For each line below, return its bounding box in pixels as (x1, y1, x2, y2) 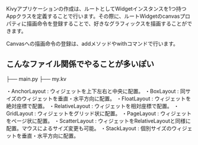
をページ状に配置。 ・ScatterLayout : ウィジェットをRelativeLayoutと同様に (6, 117, 191, 124)
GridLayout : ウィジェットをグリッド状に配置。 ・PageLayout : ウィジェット (6, 109, 191, 117)
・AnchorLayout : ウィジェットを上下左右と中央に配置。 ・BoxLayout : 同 (6, 87, 186, 94)
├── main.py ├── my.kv (6, 75, 67, 82)
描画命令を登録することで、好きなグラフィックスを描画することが (26, 20, 187, 27)
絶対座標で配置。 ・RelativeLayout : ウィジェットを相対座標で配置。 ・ (6, 102, 180, 109)
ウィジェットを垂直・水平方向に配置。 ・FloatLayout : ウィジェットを (21, 94, 191, 102)
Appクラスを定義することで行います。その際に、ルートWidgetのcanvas (6, 12, 180, 20)
